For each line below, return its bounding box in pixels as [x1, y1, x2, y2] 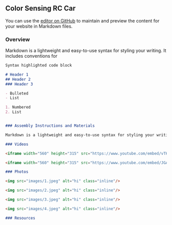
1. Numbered [5, 105, 31, 110]
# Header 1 [5, 72, 29, 77]
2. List [5, 109, 22, 115]
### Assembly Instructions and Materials [5, 123, 95, 128]
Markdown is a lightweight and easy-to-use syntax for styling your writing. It [5, 48, 166, 54]
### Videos [5, 142, 29, 147]
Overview [5, 36, 30, 43]
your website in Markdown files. [5, 23, 73, 29]
